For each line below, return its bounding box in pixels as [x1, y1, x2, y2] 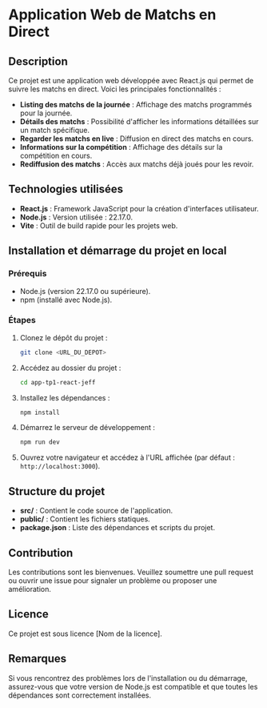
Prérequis [8, 268, 47, 280]
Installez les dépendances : [19, 392, 110, 402]
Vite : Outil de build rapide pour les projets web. [19, 220, 178, 230]
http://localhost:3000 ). [19, 461, 101, 471]
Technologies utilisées [8, 183, 124, 196]
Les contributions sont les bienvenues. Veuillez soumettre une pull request [8, 567, 254, 577]
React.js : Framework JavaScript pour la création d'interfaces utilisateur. [19, 203, 259, 213]
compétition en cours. [19, 151, 93, 160]
